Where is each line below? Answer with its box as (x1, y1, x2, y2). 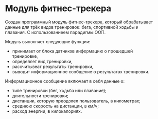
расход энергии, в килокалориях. (12, 108, 82, 114)
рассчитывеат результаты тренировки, (12, 64, 94, 69)
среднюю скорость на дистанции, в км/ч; (12, 103, 99, 109)
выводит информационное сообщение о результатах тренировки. (12, 68, 150, 74)
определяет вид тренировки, (12, 58, 73, 64)
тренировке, (12, 53, 38, 59)
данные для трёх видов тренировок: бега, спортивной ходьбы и (5, 24, 139, 30)
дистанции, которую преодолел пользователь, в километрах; (12, 98, 140, 103)
